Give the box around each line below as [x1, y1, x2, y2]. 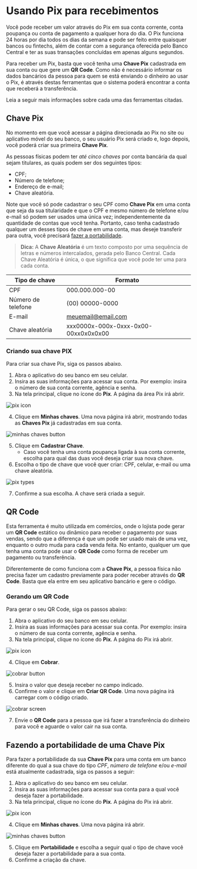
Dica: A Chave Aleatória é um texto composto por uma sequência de [20, 243, 188, 250]
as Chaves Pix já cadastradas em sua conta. [14, 419, 123, 427]
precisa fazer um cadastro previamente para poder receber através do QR [6, 571, 185, 579]
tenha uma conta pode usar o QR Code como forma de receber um [6, 547, 168, 554]
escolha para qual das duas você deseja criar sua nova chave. [23, 454, 174, 462]
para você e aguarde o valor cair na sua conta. [14, 723, 128, 730]
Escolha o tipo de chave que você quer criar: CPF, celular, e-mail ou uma [14, 461, 191, 468]
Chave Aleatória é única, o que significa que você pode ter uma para [20, 256, 186, 263]
